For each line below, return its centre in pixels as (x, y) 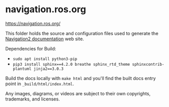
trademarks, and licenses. (33, 99)
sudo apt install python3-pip (45, 59)
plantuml (22, 69)
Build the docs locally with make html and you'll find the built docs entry (81, 78)
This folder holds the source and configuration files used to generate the (82, 33)
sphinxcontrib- (149, 64)
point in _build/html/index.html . (40, 84)
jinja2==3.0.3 (49, 69)
